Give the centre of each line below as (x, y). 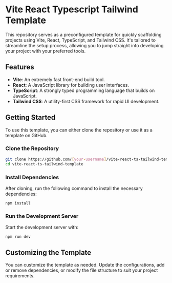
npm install (18, 203)
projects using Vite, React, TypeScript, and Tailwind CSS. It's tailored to (81, 40)
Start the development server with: (42, 228)
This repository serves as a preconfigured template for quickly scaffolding (84, 34)
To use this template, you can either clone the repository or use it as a (79, 130)
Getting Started (30, 117)
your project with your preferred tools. (46, 51)
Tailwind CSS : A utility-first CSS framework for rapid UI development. (86, 101)
